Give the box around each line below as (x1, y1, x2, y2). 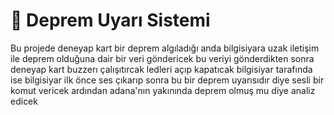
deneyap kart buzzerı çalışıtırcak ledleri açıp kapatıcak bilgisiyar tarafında (10, 63, 313, 75)
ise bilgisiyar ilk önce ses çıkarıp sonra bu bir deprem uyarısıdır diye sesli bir (10, 74, 325, 86)
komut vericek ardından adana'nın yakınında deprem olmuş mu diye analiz (10, 84, 316, 96)
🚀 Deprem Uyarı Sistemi (10, 9, 211, 32)
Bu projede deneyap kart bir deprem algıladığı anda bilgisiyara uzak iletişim (10, 42, 320, 54)
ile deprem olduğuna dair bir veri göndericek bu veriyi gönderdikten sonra (10, 52, 315, 64)
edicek (10, 95, 38, 107)
